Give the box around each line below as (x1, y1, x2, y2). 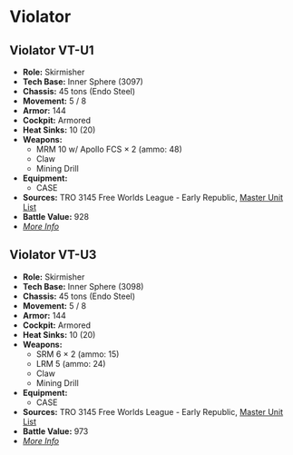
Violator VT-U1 (9, 43, 94, 58)
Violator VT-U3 (9, 247, 97, 262)
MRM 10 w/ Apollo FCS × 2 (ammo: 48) (35, 143, 183, 154)
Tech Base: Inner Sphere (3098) (22, 281, 144, 292)
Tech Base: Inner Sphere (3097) (22, 76, 143, 87)
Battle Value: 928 (22, 212, 89, 222)
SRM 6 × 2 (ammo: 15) (35, 348, 120, 360)
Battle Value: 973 (22, 425, 89, 437)
